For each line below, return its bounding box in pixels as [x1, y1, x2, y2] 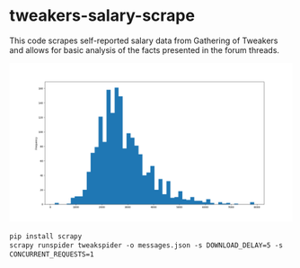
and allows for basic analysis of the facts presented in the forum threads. [9, 44, 280, 55]
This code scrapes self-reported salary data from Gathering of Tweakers [9, 35, 278, 46]
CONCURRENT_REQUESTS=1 [9, 250, 94, 259]
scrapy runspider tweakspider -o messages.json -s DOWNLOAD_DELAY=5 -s [9, 241, 283, 250]
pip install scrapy [9, 232, 83, 241]
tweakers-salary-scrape [9, 5, 196, 26]
